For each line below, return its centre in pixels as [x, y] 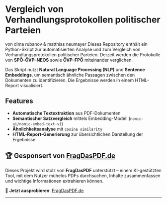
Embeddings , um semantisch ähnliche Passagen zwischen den [70, 75]
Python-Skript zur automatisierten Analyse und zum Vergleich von [73, 49]
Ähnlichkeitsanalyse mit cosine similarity [57, 129]
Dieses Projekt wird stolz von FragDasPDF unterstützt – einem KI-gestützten [83, 170]
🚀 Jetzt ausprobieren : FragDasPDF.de [44, 191]
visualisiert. [32, 85]
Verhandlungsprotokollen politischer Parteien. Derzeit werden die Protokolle [83, 54]
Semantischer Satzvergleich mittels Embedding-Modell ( [71, 118]
